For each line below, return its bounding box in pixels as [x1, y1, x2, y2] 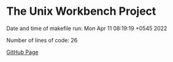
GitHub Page [6, 48, 39, 56]
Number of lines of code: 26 [6, 36, 78, 44]
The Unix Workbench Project [6, 4, 156, 18]
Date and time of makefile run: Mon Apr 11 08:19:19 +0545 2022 [6, 25, 167, 32]
